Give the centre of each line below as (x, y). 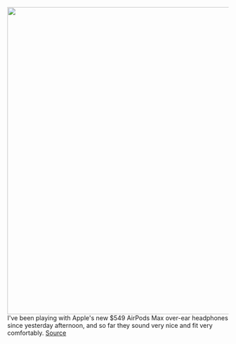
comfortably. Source (37, 333)
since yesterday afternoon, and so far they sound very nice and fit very (110, 325)
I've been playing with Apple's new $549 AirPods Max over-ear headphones (118, 318)
